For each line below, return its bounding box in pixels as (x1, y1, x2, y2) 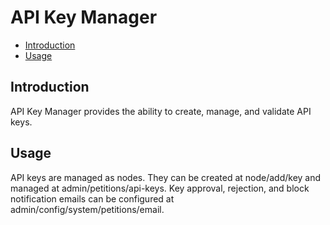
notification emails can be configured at (10, 192, 175, 205)
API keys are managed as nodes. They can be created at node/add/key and (10, 171, 322, 183)
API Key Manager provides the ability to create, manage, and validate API (10, 105, 312, 117)
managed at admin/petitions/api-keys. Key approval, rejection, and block (10, 182, 310, 194)
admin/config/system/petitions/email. (10, 203, 165, 215)
